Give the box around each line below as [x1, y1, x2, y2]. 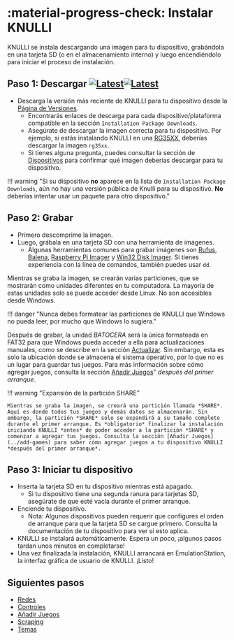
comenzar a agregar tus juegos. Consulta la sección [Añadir [7, 432, 189, 439]
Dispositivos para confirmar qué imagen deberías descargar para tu [27, 156, 224, 164]
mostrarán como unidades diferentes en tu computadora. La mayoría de [7, 281, 214, 289]
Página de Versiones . [17, 103, 79, 112]
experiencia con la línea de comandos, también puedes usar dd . [27, 260, 212, 268]
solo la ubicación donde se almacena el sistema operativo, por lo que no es [7, 353, 224, 361]
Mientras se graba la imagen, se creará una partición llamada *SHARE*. [7, 402, 224, 409]
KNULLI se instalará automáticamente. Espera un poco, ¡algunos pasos [17, 534, 222, 543]
